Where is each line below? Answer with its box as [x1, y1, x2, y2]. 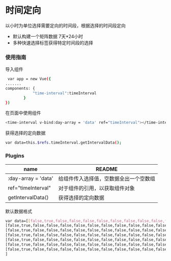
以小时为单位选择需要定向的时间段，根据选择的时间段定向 [5, 22, 126, 29]
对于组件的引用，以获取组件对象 [58, 185, 135, 192]
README [96, 165, 118, 172]
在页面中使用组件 [5, 110, 41, 116]
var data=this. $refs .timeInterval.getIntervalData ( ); [5, 140, 122, 145]
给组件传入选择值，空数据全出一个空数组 [58, 175, 155, 182]
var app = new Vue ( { [7, 76, 51, 82]
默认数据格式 [5, 208, 32, 214]
